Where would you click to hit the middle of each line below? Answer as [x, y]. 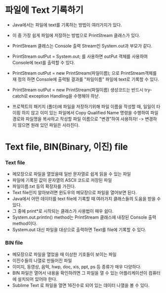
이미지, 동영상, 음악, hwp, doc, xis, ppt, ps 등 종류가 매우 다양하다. [77, 267]
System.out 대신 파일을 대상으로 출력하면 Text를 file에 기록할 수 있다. [79, 230]
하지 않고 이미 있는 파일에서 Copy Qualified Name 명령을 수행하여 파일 [90, 112]
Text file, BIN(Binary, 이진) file [67, 147]
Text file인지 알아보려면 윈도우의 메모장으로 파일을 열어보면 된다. [74, 193]
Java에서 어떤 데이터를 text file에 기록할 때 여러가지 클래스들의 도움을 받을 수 [86, 199]
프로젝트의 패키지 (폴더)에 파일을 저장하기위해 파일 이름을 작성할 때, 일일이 [84, 106]
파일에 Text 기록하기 [44, 10]
